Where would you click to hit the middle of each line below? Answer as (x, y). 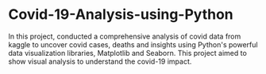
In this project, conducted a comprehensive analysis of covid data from (125, 36)
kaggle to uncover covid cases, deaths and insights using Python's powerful (133, 44)
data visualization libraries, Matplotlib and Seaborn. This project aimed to (128, 53)
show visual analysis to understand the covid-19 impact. (100, 61)
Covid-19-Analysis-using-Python (121, 15)
